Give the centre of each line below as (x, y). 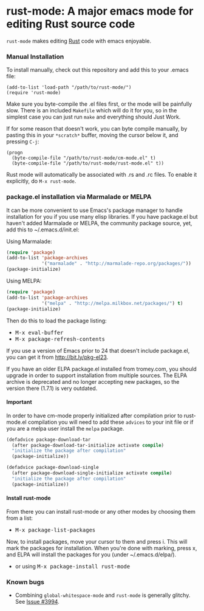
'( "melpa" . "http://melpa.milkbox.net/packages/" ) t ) (112, 303)
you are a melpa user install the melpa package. (65, 428)
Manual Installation (35, 56)
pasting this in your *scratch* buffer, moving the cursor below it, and (92, 135)
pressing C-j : (23, 142)
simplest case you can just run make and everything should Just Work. (93, 117)
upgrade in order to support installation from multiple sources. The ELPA (97, 375)
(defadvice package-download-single (53, 468)
